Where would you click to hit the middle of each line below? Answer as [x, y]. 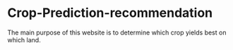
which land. [24, 39]
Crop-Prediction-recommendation [110, 13]
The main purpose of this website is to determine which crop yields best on [117, 32]
